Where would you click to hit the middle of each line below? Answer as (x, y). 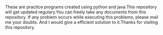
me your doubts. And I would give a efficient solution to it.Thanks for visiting (81, 22)
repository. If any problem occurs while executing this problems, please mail (82, 17)
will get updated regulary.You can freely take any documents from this (76, 12)
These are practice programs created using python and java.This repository (81, 7)
